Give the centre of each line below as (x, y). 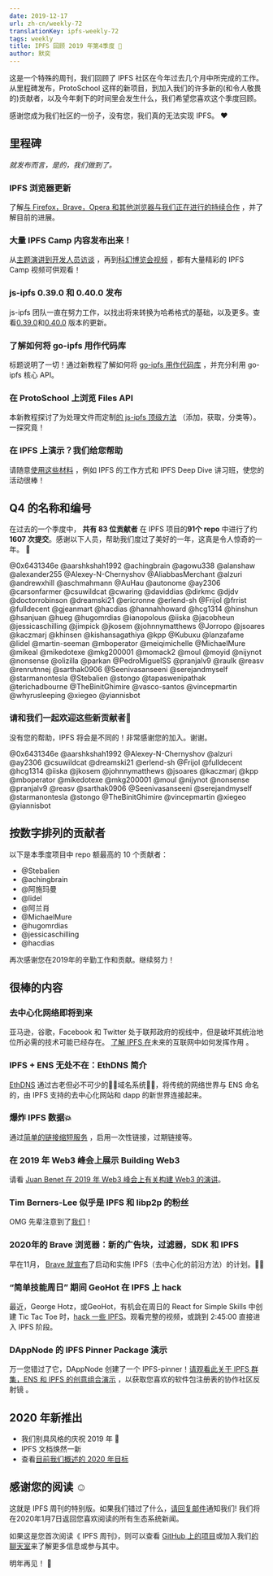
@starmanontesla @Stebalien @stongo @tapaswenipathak (108, 678)
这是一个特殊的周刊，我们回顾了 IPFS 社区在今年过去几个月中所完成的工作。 (136, 78)
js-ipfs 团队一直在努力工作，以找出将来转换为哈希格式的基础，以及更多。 (131, 312)
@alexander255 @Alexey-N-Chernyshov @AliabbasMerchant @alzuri (126, 574)
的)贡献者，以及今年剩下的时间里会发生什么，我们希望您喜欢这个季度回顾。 (135, 98)
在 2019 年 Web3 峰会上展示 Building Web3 (95, 1160)
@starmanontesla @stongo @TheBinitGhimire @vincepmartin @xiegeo (128, 797)
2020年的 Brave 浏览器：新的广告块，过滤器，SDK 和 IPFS (124, 1245)
